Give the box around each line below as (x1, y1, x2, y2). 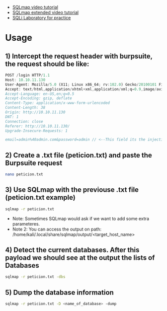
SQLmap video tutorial (12, 4, 59, 10)
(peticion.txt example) (5, 193, 76, 202)
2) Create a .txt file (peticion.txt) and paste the (5, 151, 153, 159)
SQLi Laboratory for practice (12, 15, 71, 20)
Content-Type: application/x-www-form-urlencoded (5, 100, 110, 106)
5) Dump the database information (5, 288, 114, 297)
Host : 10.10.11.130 (5, 77, 46, 82)
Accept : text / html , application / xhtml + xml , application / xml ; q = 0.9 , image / (5, 86, 157, 91)
